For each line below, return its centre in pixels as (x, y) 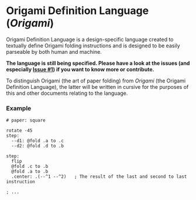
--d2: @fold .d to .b (38, 146)
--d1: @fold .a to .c (38, 141)
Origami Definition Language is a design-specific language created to (90, 39)
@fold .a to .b (30, 172)
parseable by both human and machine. (54, 51)
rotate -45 (19, 131)
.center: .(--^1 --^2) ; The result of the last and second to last (99, 177)
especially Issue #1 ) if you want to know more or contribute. (80, 69)
